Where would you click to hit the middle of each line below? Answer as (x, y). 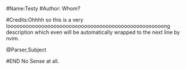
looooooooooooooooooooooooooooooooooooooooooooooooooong (88, 26)
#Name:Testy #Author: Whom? (43, 8)
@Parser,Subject (26, 50)
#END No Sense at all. (33, 61)
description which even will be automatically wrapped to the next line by (93, 32)
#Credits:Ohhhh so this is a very (45, 20)
